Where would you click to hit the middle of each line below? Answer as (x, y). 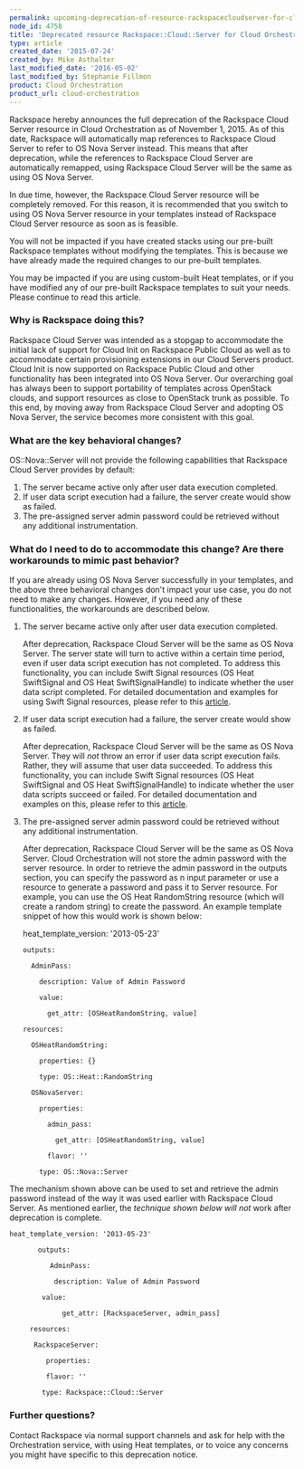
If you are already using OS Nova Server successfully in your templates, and (152, 580)
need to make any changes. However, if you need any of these (126, 599)
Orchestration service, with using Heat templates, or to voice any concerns (149, 1445)
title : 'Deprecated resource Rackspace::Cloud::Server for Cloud (135, 34)
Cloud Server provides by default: (72, 470)
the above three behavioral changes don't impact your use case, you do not (151, 590)
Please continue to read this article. (76, 297)
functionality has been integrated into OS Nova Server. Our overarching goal (152, 378)
